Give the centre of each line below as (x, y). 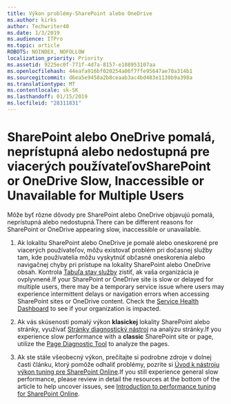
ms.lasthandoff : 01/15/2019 (48, 97)
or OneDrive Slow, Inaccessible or (106, 181)
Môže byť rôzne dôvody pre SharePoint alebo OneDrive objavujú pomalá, (111, 215)
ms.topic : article (33, 45)
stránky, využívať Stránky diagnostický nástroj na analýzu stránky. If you (119, 329)
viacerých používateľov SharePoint (109, 167)
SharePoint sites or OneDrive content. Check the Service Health (108, 301)
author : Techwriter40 (38, 26)
